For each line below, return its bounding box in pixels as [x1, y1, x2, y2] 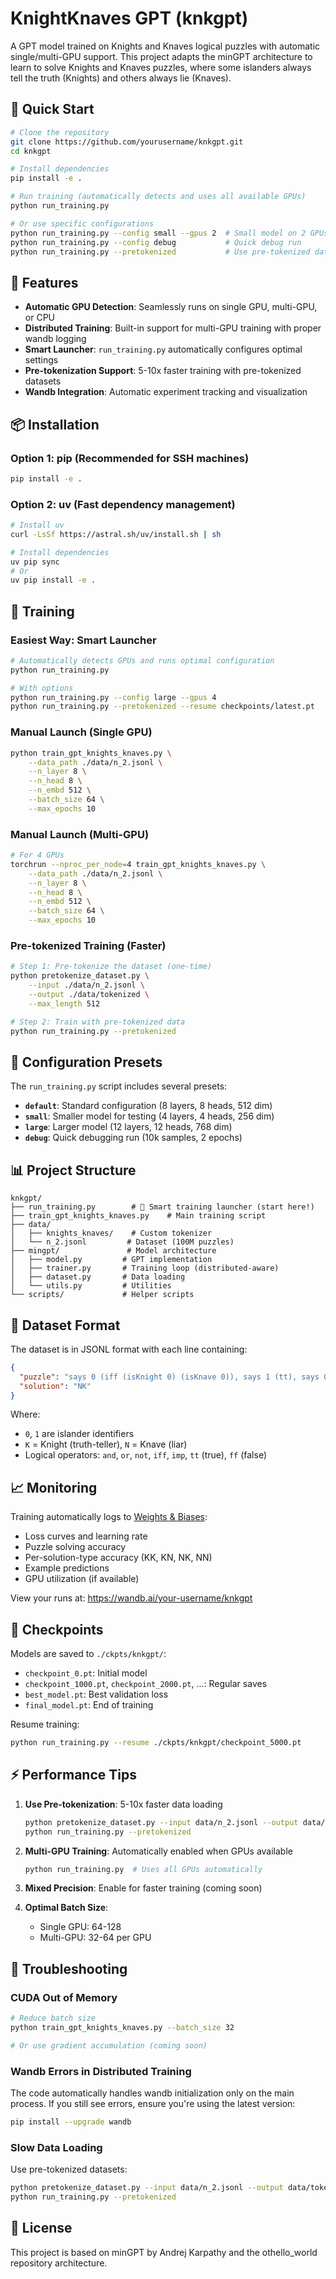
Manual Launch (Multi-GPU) [10, 827, 150, 841]
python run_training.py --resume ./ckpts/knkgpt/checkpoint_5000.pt [10, 1738, 302, 1748]
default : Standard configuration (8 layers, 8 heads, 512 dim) [24, 1100, 273, 1112]
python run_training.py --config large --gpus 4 [10, 692, 217, 702]
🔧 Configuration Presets [10, 1053, 163, 1071]
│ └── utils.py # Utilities [10, 1281, 172, 1291]
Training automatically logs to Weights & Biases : [10, 1511, 208, 1523]
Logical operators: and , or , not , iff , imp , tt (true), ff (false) [24, 1449, 268, 1461]
